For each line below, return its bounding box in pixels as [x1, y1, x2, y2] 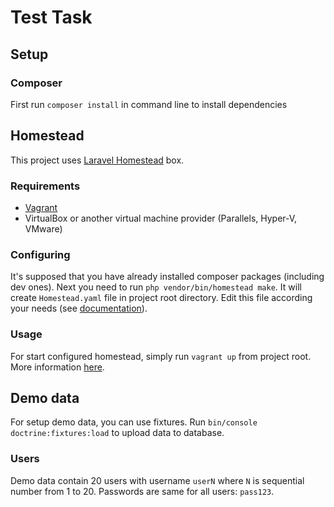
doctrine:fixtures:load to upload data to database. [10, 427, 225, 439]
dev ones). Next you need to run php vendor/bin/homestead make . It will [10, 281, 302, 293]
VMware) [24, 222, 63, 235]
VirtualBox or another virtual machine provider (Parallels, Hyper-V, [24, 212, 298, 224]
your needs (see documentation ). [10, 302, 148, 315]
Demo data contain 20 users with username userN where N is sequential [10, 474, 305, 486]
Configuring [10, 247, 71, 261]
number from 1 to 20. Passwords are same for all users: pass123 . [10, 485, 275, 497]
